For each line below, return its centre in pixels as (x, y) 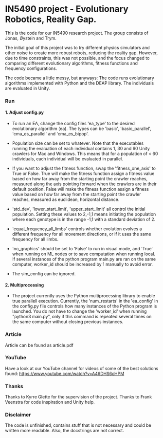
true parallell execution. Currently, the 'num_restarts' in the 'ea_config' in (85, 301)
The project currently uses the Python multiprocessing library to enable (84, 296)
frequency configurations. (31, 68)
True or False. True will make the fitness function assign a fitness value (83, 174)
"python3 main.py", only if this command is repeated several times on (82, 317)
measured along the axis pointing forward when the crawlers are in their (84, 184)
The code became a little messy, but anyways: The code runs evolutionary (80, 78)
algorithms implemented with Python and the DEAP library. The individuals (80, 83)
